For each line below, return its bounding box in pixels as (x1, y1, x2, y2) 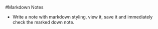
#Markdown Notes (5, 4, 44, 10)
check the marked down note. (12, 19, 75, 25)
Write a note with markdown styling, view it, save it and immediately (12, 14, 153, 19)
